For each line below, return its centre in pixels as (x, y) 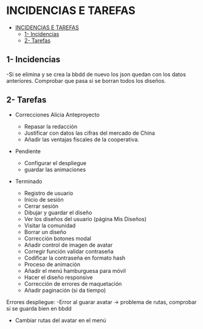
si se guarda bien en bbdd (39, 308)
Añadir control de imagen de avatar (68, 245)
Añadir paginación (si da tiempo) (65, 290)
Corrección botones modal (57, 238)
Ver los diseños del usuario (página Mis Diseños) (85, 219)
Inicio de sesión (44, 199)
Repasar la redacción (51, 126)
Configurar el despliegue (55, 163)
